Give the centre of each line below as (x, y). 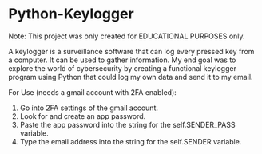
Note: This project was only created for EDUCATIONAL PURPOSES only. (127, 36)
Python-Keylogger (71, 14)
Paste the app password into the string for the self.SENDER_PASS (127, 124)
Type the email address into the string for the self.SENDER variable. (131, 141)
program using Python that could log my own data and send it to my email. (131, 77)
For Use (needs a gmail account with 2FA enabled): (93, 92)
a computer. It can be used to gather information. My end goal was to (122, 60)
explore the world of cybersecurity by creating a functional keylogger (123, 68)
